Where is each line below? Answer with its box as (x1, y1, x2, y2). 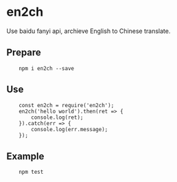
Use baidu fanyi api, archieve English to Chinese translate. (6, 27, 171, 35)
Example (6, 150, 45, 162)
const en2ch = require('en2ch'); (19, 102, 115, 109)
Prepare (6, 47, 42, 58)
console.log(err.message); (31, 126, 108, 133)
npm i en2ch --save (19, 65, 75, 72)
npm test (19, 169, 44, 176)
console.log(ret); (31, 114, 84, 121)
